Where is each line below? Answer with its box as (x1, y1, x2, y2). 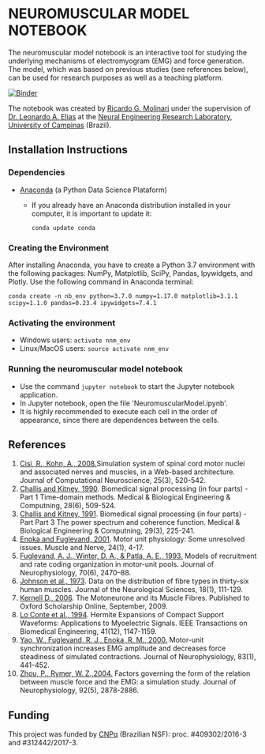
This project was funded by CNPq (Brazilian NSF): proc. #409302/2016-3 (8, 729, 247, 739)
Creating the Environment (8, 242, 109, 253)
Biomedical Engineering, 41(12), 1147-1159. (19, 627, 158, 636)
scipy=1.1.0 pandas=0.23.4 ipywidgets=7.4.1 (8, 299, 157, 307)
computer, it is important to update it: (31, 209, 152, 218)
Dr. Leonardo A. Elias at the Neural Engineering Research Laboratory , (8, 111, 233, 121)
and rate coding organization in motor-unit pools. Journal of (19, 560, 215, 569)
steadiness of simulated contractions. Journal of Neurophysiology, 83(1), (19, 652, 256, 662)
